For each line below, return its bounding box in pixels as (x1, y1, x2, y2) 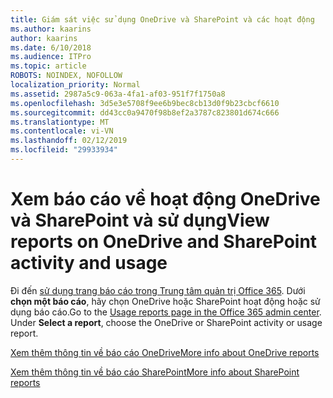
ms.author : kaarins (10, 24, 92, 34)
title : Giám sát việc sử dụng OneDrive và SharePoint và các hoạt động (10, 14, 315, 25)
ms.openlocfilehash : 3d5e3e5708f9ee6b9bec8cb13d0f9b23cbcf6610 (10, 98, 280, 108)
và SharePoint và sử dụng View (10, 209, 270, 232)
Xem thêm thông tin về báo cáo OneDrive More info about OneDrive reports (10, 346, 320, 358)
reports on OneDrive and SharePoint (10, 231, 318, 253)
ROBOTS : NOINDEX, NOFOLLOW (10, 71, 123, 81)
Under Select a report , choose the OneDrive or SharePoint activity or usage (10, 316, 323, 328)
